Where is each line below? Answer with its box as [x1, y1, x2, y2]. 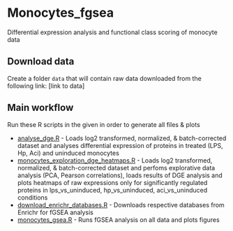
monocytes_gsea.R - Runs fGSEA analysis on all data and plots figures [17, 215, 220, 224]
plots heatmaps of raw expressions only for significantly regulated [17, 178, 208, 186]
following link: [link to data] [7, 82, 85, 90]
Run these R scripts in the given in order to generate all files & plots [7, 120, 200, 128]
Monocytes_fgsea [7, 5, 114, 21]
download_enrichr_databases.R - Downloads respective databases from [17, 200, 225, 209]
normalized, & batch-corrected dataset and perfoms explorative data [17, 163, 216, 172]
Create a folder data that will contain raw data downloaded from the [7, 74, 202, 82]
